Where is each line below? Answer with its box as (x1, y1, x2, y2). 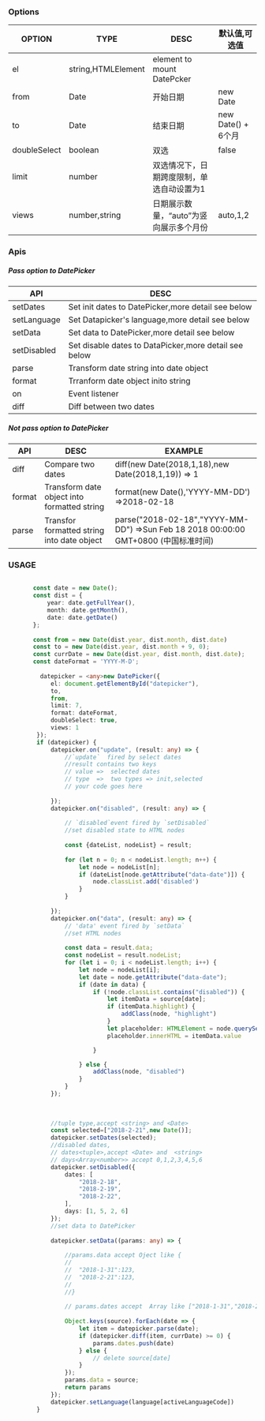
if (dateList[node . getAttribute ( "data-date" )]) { (78, 871, 245, 879)
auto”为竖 (171, 210, 207, 221)
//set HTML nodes (64, 929, 122, 937)
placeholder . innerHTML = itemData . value (106, 1032, 242, 1040)
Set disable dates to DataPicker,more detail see (68, 340, 244, 351)
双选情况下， (152, 160, 200, 171)
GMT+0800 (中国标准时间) (114, 535, 215, 546)
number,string (69, 210, 121, 221)
